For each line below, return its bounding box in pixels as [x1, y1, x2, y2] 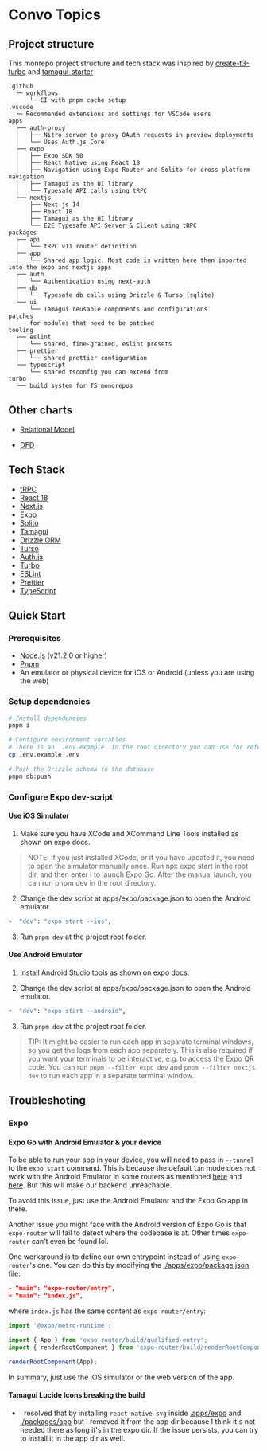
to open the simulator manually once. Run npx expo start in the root [27, 861, 249, 870]
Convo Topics [8, 6, 101, 24]
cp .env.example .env [8, 751, 80, 759]
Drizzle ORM [19, 535, 62, 545]
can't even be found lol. [31, 1237, 109, 1246]
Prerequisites [8, 632, 61, 643]
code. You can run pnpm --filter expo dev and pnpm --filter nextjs [27, 1062, 256, 1072]
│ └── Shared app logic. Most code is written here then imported [15, 256, 247, 264]
